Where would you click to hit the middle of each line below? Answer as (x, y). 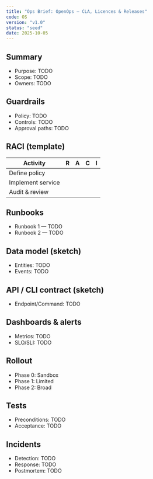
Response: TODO (35, 464)
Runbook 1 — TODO (39, 227)
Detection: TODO (35, 459)
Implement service (34, 182)
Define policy (27, 173)
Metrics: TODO (32, 336)
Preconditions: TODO (40, 420)
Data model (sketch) (44, 251)
